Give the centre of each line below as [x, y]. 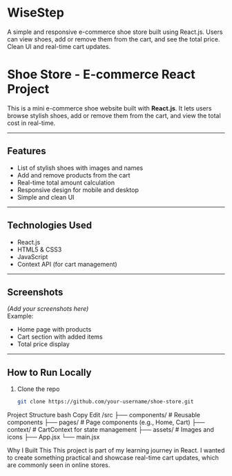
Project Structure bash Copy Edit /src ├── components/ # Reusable [104, 415]
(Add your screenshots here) [48, 309]
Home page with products [54, 330]
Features [27, 151]
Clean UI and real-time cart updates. [59, 46]
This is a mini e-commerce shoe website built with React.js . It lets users [109, 108]
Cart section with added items [60, 337]
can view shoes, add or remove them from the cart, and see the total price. [114, 39]
